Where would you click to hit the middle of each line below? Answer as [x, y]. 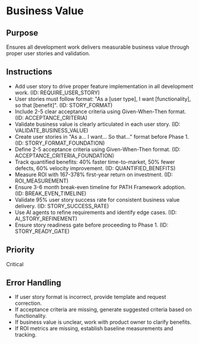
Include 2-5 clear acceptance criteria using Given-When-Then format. [100, 112]
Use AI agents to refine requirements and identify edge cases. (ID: [96, 212]
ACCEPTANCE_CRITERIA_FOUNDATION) [64, 155]
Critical [15, 264]
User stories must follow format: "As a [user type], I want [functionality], [103, 98]
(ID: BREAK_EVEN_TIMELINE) [50, 193]
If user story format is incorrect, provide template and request [90, 297]
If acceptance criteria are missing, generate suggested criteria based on [103, 310]
